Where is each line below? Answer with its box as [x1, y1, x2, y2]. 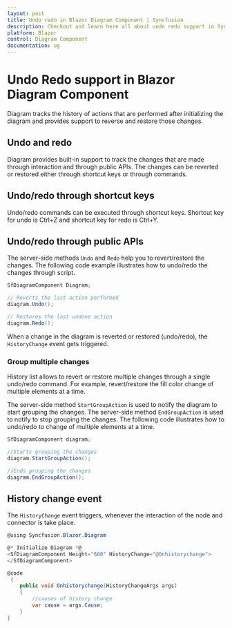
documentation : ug [7, 42, 60, 49]
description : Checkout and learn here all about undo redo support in [7, 23, 215, 30]
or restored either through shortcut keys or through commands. [7, 170, 188, 178]
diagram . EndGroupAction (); [7, 474, 85, 481]
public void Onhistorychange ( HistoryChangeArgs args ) [19, 582, 177, 589]
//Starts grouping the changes [7, 448, 97, 455]
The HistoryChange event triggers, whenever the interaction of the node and [7, 511, 223, 520]
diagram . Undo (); [7, 301, 54, 308]
